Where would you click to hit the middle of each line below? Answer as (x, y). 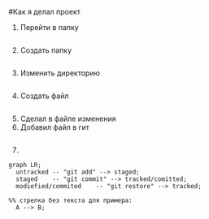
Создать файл (44, 96)
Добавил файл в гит (54, 127)
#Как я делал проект (45, 12)
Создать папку (46, 50)
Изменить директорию (60, 73)
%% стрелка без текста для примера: (70, 200)
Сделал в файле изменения (68, 118)
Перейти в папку (49, 27)
